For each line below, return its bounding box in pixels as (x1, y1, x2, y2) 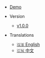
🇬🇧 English (16, 42, 40, 47)
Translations (9, 32, 34, 38)
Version (9, 14, 25, 19)
